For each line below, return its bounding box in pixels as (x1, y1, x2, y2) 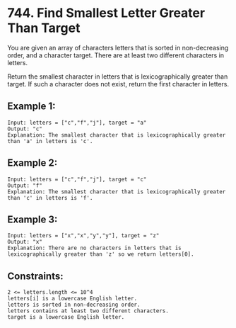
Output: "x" (7, 239, 42, 246)
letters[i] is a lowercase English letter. (7, 295, 138, 302)
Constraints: (7, 270, 64, 282)
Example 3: (7, 213, 58, 225)
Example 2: (7, 157, 58, 169)
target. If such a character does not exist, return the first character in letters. (7, 79, 230, 88)
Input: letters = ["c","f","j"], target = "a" (7, 119, 147, 126)
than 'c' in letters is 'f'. (7, 194, 93, 201)
